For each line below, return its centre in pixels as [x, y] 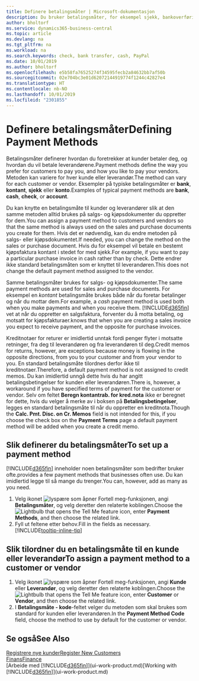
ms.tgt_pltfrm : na [29, 45]
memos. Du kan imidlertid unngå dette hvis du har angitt [75, 376]
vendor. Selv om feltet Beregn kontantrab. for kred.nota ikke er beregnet [96, 395]
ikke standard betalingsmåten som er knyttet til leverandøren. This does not [97, 264]
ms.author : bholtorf [32, 67]
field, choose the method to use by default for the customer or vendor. [101, 620]
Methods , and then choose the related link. [68, 518]
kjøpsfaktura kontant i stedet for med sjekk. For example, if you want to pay [97, 252]
